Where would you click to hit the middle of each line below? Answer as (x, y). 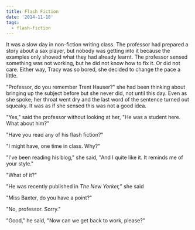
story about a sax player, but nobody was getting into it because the (88, 51)
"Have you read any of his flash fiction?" (55, 135)
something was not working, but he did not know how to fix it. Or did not (93, 63)
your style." (20, 164)
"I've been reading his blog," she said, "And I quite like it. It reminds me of (95, 158)
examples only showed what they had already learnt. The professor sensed (97, 57)
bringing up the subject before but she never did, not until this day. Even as (97, 93)
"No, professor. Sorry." (33, 209)
